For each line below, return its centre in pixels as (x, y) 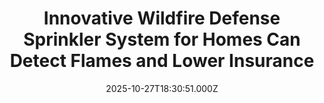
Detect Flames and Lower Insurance (162, 61)
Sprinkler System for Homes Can (162, 39)
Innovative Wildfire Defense (162, 18)
